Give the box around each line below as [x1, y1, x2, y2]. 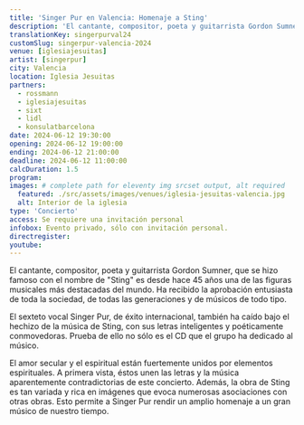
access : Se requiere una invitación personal [9, 214, 184, 224]
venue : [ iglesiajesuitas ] [9, 47, 107, 56]
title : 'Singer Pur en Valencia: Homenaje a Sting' [9, 13, 208, 23]
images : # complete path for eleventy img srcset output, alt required [9, 182, 285, 191]
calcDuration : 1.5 [9, 165, 79, 174]
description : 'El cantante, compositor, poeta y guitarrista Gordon [9, 22, 273, 31]
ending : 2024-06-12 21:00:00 [9, 147, 119, 156]
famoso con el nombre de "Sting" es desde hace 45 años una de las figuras [9, 275, 292, 286]
